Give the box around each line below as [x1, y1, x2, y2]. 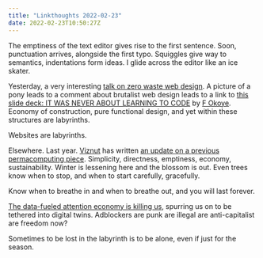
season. [8, 242, 34, 252]
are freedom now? [8, 218, 68, 228]
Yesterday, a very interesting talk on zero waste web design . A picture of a [8, 81, 251, 91]
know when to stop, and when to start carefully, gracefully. [8, 171, 200, 180]
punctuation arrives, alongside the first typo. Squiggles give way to [8, 49, 227, 59]
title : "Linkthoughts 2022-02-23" [8, 11, 123, 20]
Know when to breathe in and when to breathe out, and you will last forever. [8, 186, 255, 195]
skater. [8, 66, 30, 75]
